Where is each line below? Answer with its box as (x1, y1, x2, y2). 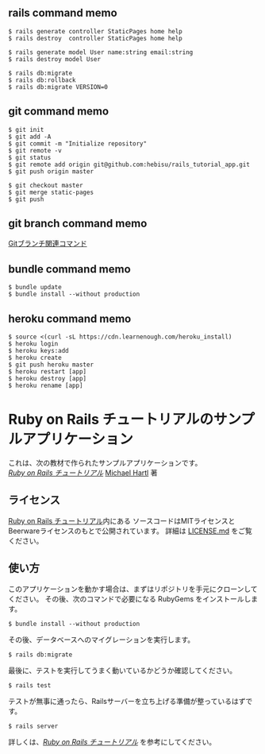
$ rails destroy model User (8, 55, 102, 63)
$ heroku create (8, 354, 62, 362)
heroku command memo (8, 311, 132, 325)
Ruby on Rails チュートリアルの (8, 411, 214, 428)
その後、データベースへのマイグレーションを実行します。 (8, 635, 195, 644)
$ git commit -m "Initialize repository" (8, 139, 148, 148)
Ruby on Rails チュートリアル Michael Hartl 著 (8, 468, 158, 478)
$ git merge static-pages (8, 188, 94, 196)
